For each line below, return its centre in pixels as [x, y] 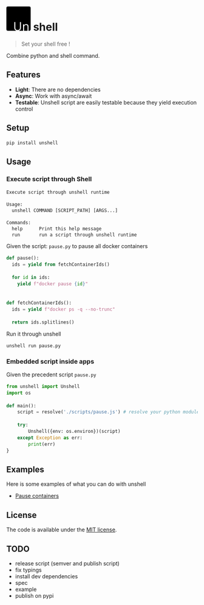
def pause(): [23, 258]
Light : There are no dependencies [58, 89]
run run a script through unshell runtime [74, 235]
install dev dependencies [46, 576]
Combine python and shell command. [53, 55]
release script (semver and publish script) [67, 563]
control [24, 109]
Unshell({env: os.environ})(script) [74, 432]
